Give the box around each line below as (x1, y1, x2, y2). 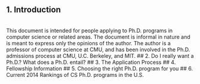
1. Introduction (6, 5, 61, 15)
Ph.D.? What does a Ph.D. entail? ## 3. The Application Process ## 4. (6, 58, 176, 66)
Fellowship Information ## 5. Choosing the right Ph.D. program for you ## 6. (6, 65, 193, 72)
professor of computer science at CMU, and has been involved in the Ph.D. (6, 46, 190, 53)
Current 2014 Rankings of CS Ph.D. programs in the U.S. (6, 71, 144, 78)
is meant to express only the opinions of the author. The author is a (6, 39, 171, 46)
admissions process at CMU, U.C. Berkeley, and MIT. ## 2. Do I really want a (6, 52, 194, 59)
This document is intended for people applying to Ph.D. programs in (6, 27, 173, 34)
